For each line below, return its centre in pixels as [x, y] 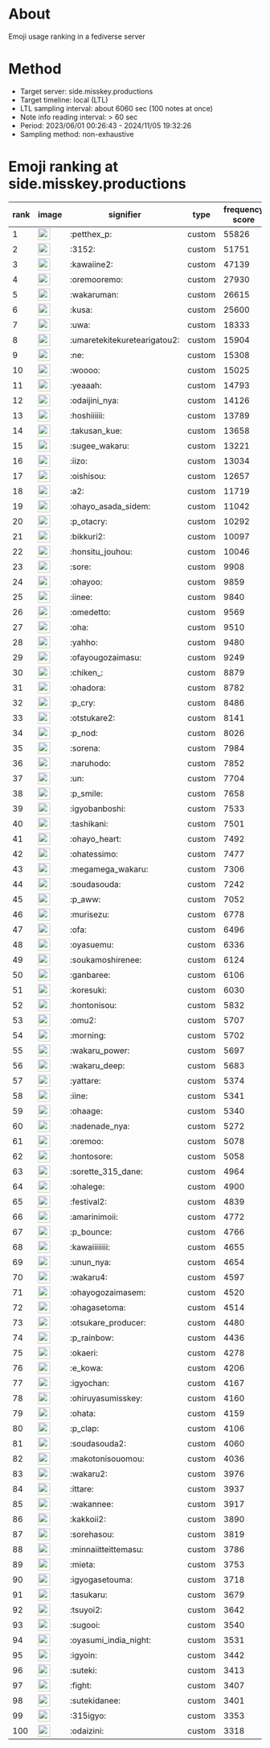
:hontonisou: [93, 1005]
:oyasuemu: [92, 944]
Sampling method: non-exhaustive [77, 134]
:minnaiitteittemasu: [106, 1549]
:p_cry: [82, 702]
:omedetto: [90, 612]
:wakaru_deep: [97, 1065]
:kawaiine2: [92, 264]
